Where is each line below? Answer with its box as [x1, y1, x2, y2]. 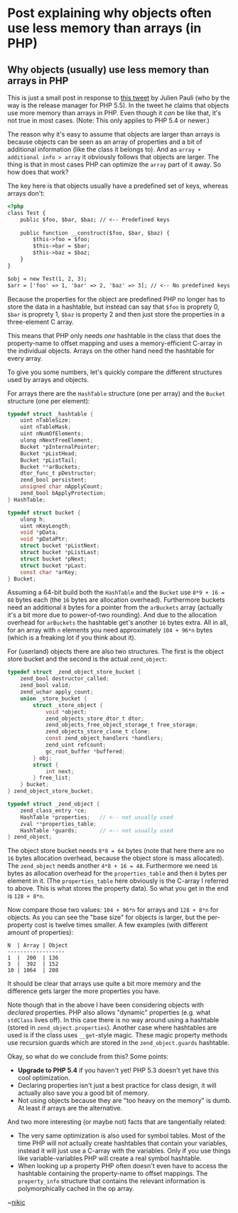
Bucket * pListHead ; [20, 450, 78, 457]
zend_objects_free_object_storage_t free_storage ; [45, 721, 199, 729]
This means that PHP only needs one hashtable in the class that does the [7, 331, 222, 339]
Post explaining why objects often [7, 5, 212, 21]
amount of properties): [7, 928, 73, 937]
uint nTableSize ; [20, 417, 72, 424]
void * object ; [45, 708, 87, 716]
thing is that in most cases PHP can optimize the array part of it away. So [7, 160, 222, 169]
